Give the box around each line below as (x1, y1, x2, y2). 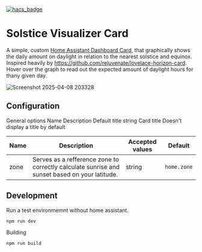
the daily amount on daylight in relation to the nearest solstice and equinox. (6, 53, 192, 60)
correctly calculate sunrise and (32, 163, 120, 171)
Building (6, 229, 27, 236)
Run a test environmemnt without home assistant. (6, 206, 129, 214)
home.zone (165, 163, 193, 170)
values (132, 145, 152, 153)
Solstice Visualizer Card (6, 27, 129, 40)
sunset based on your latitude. (32, 170, 118, 178)
